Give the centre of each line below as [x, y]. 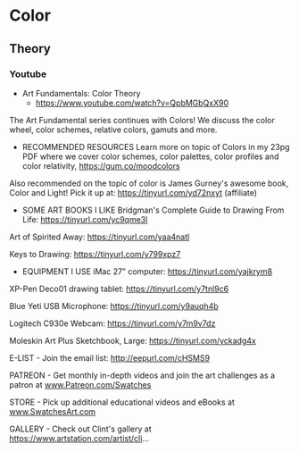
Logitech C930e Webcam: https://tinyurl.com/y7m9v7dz [112, 323]
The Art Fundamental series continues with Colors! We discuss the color [142, 120]
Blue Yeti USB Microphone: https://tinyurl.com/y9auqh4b [114, 306]
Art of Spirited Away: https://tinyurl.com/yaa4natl [100, 237]
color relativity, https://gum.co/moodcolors [101, 165]
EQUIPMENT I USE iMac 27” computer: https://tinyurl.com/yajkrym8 [147, 271]
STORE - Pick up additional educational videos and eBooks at [122, 402]
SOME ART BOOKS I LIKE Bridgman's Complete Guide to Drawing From [153, 210]
